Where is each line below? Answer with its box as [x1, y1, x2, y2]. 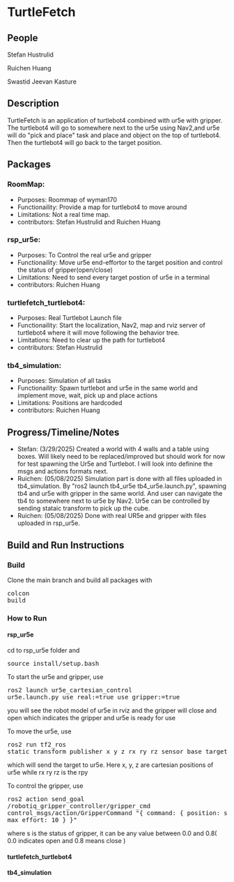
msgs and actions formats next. [17, 467, 109, 476]
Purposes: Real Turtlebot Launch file [17, 314, 122, 322]
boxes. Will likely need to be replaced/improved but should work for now [17, 453, 226, 461]
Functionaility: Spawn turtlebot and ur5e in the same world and [17, 384, 198, 393]
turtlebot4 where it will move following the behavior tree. [17, 328, 180, 337]
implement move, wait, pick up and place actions [17, 391, 158, 400]
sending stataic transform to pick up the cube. [17, 504, 150, 512]
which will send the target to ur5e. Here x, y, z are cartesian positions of [7, 761, 214, 769]
